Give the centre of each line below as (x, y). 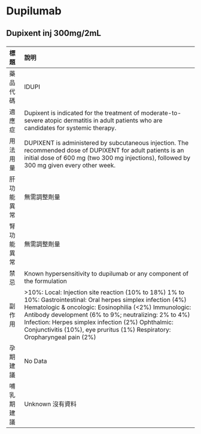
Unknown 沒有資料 (50, 404)
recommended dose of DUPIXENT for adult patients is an (104, 150)
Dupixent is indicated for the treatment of (81, 113)
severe (33, 120)
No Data (35, 361)
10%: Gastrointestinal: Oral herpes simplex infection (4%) (105, 299)
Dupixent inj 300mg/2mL (54, 33)
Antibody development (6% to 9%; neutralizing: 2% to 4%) (107, 314)
